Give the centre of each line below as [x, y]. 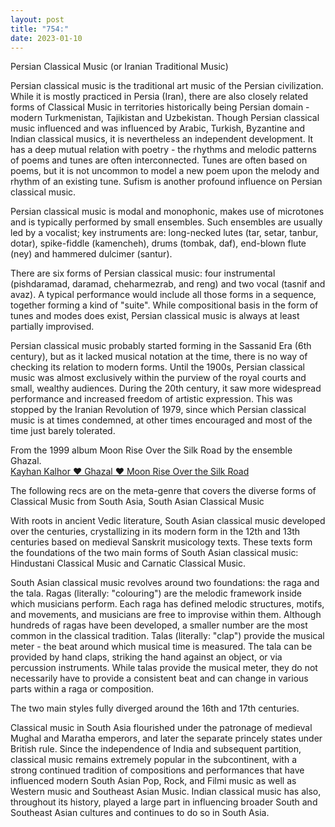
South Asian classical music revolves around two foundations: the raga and [165, 583]
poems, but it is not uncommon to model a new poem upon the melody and [165, 171]
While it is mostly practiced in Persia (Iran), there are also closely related [159, 97]
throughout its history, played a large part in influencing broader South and [164, 802]
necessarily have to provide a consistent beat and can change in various [159, 678]
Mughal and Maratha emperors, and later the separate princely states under [166, 738]
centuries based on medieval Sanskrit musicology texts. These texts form [161, 542]
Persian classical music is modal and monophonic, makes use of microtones [167, 212]
